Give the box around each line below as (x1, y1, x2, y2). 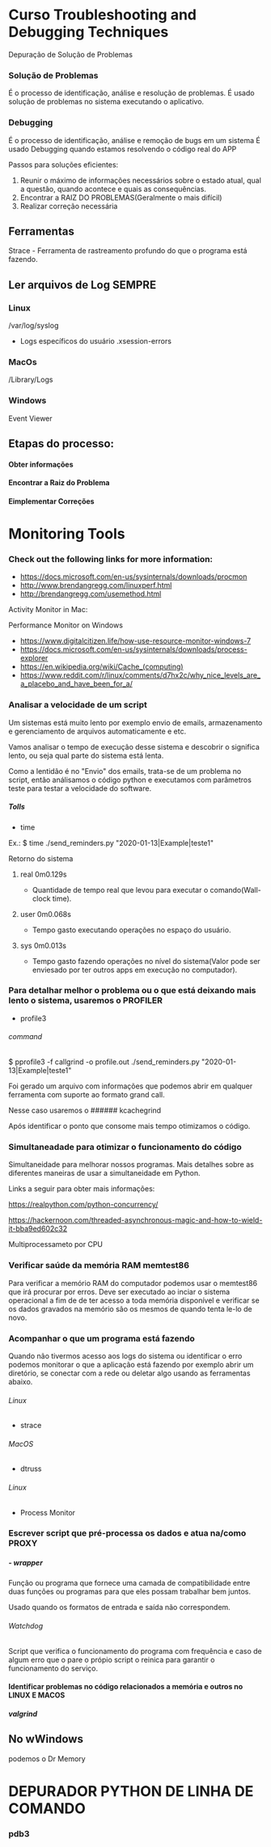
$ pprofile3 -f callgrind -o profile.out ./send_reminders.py (8, 1057, 200, 1067)
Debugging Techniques (8, 23, 169, 41)
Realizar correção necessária (19, 201, 118, 211)
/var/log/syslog (8, 321, 59, 331)
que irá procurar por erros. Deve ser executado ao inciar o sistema (8, 1287, 231, 1296)
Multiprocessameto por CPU (8, 1240, 104, 1249)
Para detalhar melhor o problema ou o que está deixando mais (8, 985, 256, 996)
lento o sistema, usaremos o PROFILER (8, 995, 163, 1006)
